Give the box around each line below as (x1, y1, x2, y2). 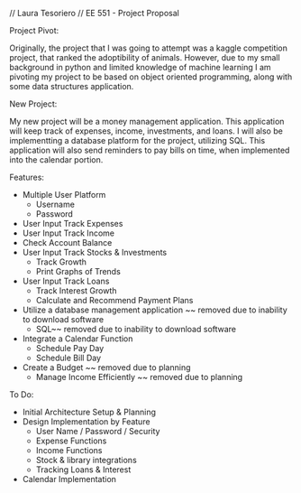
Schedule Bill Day (35, 352, 102, 363)
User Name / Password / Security (35, 426, 160, 436)
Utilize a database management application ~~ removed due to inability (22, 304, 288, 315)
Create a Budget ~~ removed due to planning (22, 362, 191, 373)
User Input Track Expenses (22, 219, 123, 228)
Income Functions (35, 445, 103, 455)
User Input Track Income (22, 228, 115, 238)
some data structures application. (9, 81, 134, 91)
